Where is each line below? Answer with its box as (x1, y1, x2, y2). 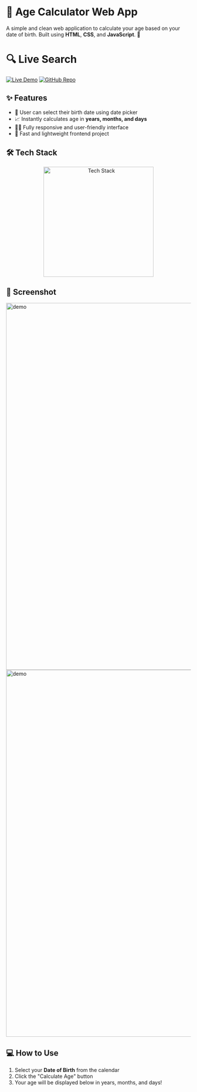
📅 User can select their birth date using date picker (14, 109, 138, 116)
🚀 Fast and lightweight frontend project (14, 130, 110, 137)
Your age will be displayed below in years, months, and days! (14, 1079, 162, 1086)
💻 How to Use (6, 1048, 59, 1058)
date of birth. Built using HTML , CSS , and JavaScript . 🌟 (6, 31, 141, 38)
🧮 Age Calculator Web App (6, 5, 138, 19)
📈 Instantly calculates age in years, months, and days (14, 115, 148, 122)
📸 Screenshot (6, 287, 57, 297)
